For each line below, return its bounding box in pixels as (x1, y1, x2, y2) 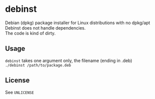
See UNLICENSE (5, 89, 34, 95)
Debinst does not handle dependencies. (5, 25, 86, 31)
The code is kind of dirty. (5, 30, 56, 36)
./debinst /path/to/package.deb (5, 63, 71, 67)
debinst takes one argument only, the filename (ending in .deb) (5, 58, 132, 64)
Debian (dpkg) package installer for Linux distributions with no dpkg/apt (5, 20, 151, 26)
